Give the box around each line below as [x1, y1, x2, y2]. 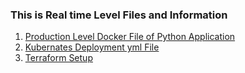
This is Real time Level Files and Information [10, 8, 228, 22]
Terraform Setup [24, 52, 93, 64]
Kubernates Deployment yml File [24, 41, 160, 53]
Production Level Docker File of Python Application [24, 31, 236, 43]
